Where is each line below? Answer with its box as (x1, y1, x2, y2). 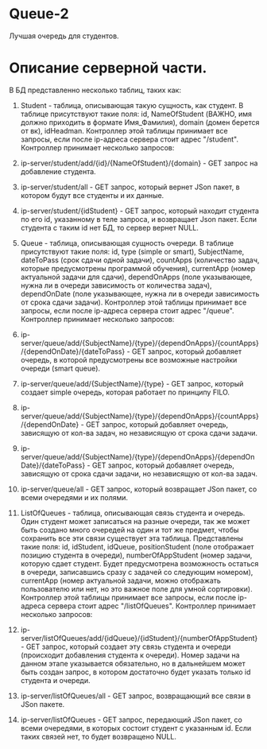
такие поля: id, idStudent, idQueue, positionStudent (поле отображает (20, 541, 254, 551)
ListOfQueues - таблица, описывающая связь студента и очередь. (20, 508, 246, 518)
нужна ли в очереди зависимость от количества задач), (20, 280, 213, 290)
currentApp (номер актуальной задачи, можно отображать (20, 576, 222, 585)
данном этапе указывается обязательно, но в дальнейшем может (20, 658, 246, 668)
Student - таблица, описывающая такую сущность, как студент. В (20, 100, 244, 110)
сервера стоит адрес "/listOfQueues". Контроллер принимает (47, 601, 257, 611)
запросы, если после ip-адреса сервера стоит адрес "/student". (20, 134, 239, 144)
